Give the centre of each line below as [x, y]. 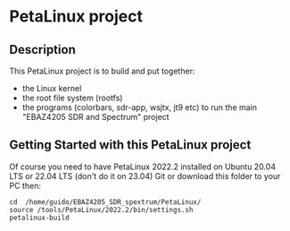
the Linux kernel [52, 88]
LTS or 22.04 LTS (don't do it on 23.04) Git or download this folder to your [145, 175]
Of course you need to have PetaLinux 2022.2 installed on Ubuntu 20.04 [143, 167]
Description [42, 50]
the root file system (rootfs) [72, 98]
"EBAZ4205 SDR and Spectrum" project [95, 117]
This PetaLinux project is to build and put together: [102, 71]
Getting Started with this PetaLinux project [130, 145]
